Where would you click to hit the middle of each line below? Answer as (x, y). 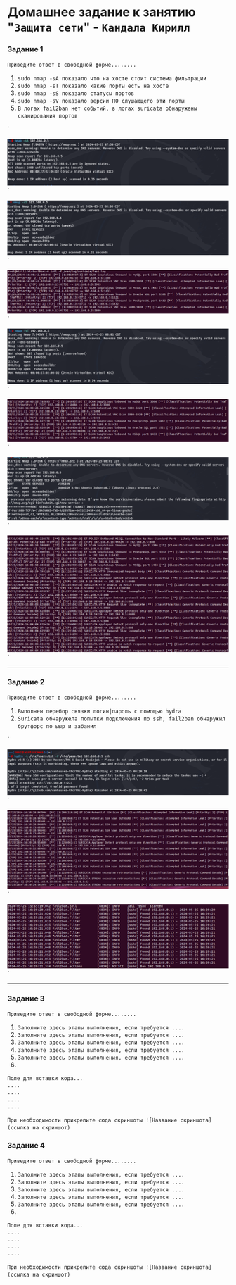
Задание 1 (25, 49)
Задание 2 (26, 682)
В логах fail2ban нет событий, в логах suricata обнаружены (107, 109)
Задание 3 (26, 998)
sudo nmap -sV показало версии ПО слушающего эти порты (101, 101)
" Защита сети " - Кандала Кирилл (99, 27)
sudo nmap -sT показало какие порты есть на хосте (93, 86)
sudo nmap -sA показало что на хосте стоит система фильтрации (112, 79)
